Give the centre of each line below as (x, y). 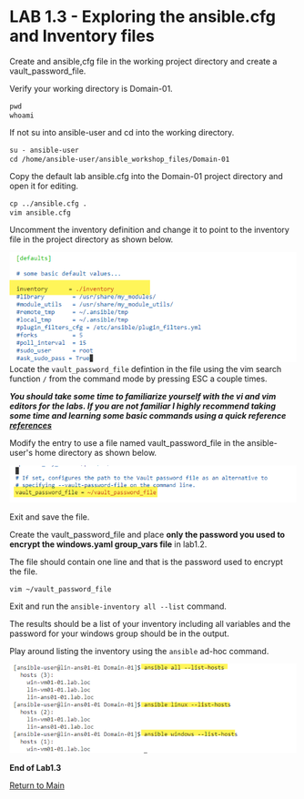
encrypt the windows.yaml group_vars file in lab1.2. (108, 544)
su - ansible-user (44, 150)
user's (21, 453)
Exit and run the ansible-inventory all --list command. (118, 606)
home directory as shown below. (96, 453)
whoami (22, 116)
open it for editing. (44, 186)
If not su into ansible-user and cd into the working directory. (122, 132)
